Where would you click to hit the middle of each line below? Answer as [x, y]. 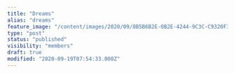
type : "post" [26, 33]
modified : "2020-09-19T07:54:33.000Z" [64, 59]
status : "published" [37, 40]
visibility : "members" [40, 46]
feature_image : [29, 26]
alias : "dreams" [31, 20]
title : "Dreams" [31, 14]
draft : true [24, 53]
